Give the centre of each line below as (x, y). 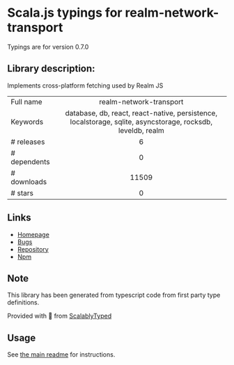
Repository (33, 249)
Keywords (27, 122)
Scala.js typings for (65, 13)
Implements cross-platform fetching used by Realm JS (85, 86)
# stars (22, 193)
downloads (29, 181)
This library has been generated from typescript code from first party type (114, 295)
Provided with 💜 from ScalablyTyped (60, 316)
